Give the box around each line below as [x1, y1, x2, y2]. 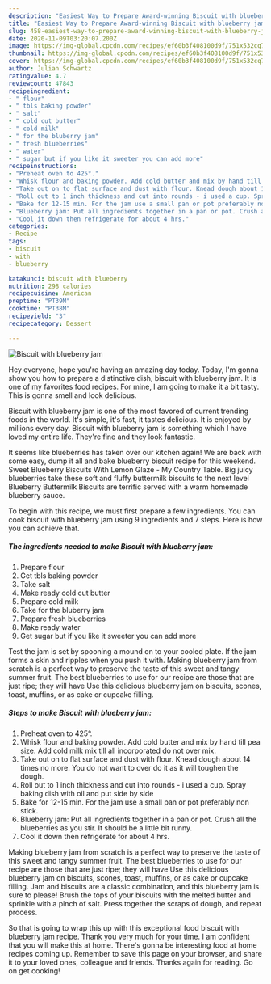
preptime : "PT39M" [8, 297, 70, 306]
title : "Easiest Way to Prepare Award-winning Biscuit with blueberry [8, 19, 251, 27]
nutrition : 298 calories [8, 282, 92, 290]
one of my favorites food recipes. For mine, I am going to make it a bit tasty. [8, 382, 260, 391]
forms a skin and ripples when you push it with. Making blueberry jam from [8, 655, 258, 665]
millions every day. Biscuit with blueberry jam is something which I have [8, 423, 248, 433]
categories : [8, 222, 48, 230]
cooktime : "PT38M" [8, 305, 70, 313]
